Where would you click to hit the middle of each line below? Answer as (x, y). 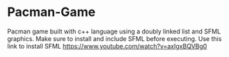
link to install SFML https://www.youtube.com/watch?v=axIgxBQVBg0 (107, 46)
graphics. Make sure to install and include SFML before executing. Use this (114, 38)
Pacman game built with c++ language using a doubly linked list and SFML (114, 31)
